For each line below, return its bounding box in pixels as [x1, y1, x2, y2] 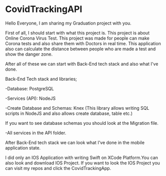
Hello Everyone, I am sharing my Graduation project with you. [5, 20, 131, 26]
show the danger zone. [5, 51, 53, 57]
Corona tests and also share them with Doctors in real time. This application [5, 40, 161, 46]
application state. [5, 144, 41, 151]
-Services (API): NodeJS [5, 95, 56, 101]
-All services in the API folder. [5, 129, 66, 136]
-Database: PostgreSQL [5, 85, 54, 91]
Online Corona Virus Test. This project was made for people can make [5, 35, 150, 41]
